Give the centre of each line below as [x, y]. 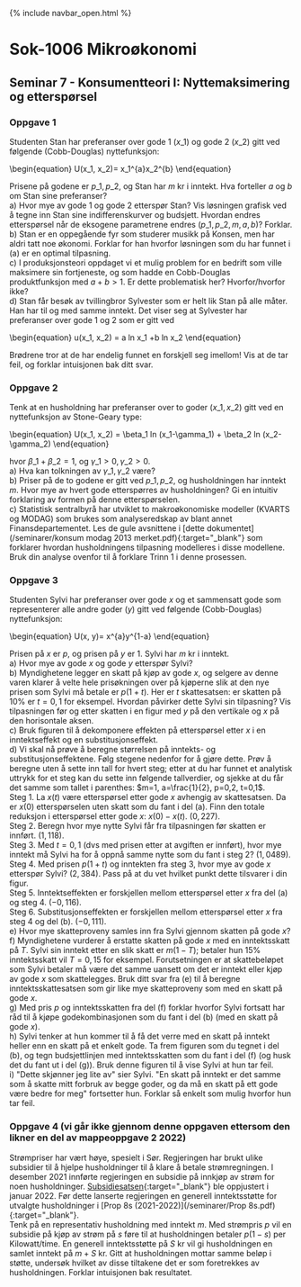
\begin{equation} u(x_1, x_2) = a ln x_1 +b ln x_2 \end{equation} [125, 337]
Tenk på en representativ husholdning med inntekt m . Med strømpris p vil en [150, 1224]
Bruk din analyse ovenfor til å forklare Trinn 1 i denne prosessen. [128, 557]
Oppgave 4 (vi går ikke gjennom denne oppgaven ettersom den [150, 1127]
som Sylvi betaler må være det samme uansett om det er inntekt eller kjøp [146, 969]
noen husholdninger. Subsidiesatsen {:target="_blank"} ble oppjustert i [139, 1186]
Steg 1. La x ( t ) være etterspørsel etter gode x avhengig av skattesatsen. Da [148, 797]
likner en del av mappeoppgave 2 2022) [98, 1138]
